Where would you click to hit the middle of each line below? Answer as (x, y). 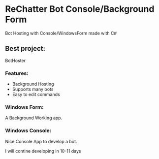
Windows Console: (28, 130)
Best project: (25, 48)
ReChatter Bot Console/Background (80, 9)
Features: (17, 73)
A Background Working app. (34, 118)
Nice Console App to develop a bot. (41, 141)
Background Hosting (33, 84)
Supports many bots (33, 89)
